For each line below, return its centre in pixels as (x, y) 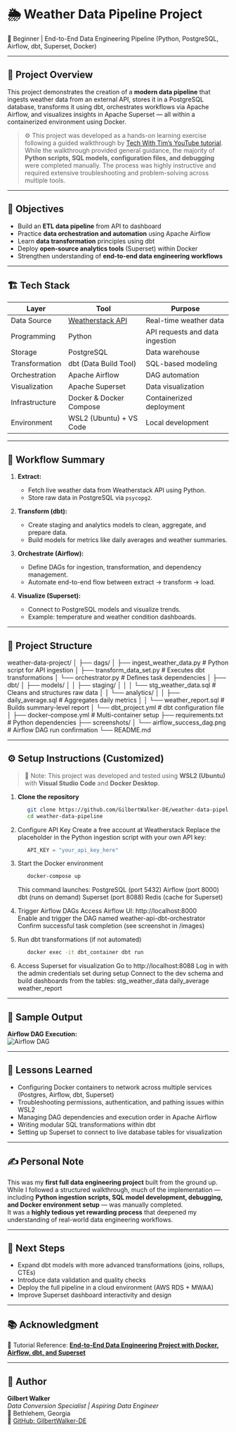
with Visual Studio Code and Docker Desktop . (92, 783)
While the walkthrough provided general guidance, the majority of (120, 150)
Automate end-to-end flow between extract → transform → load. (122, 582)
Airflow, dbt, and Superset (46, 1352)
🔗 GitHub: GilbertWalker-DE (47, 1421)
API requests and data (182, 332)
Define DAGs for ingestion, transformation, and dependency (114, 567)
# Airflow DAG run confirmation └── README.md (79, 730)
